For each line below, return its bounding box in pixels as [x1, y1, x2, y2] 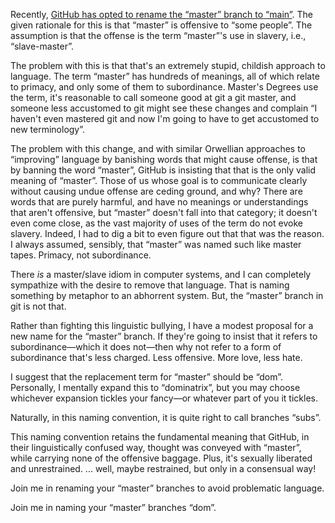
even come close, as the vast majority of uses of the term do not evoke [10, 217, 303, 229]
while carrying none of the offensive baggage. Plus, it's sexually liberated [10, 452, 313, 464]
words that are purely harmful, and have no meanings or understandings [10, 196, 309, 208]
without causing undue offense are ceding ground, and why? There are [10, 185, 303, 197]
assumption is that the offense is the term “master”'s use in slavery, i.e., [10, 30, 307, 41]
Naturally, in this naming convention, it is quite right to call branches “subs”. [10, 412, 322, 423]
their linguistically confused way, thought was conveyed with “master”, [10, 442, 302, 453]
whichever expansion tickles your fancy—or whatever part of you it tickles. [10, 392, 318, 404]
